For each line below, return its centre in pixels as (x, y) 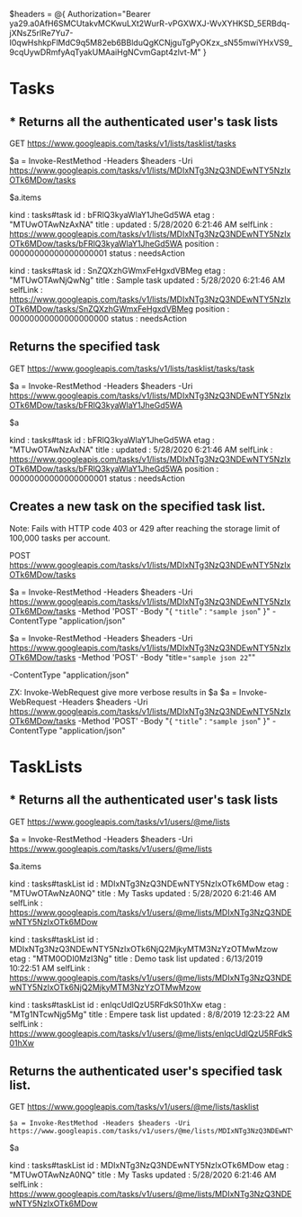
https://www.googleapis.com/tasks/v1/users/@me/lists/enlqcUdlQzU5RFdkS (151, 1033)
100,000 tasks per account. (60, 538)
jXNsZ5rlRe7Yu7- (41, 33)
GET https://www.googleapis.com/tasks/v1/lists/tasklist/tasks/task (132, 368)
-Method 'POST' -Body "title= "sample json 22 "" (167, 657)
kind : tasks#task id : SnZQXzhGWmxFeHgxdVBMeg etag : (118, 271)
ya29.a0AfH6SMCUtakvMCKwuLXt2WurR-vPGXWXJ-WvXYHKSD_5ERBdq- (150, 23)
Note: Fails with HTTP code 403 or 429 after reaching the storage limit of (145, 528)
